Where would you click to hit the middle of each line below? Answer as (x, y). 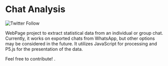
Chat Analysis (35, 9)
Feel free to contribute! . (30, 58)
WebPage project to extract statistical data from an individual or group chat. (84, 33)
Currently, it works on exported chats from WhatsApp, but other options (80, 38)
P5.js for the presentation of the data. (44, 49)
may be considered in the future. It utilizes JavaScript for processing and (81, 43)
